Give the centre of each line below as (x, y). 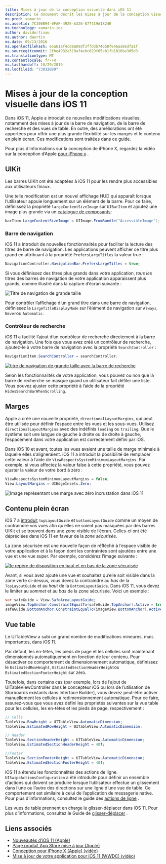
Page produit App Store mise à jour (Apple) (56, 846)
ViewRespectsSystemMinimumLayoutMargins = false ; (57, 479)
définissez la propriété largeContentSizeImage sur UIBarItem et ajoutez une (81, 206)
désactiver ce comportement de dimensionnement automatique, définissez (82, 662)
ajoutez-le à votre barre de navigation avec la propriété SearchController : (81, 347)
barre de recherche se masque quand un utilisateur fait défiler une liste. (78, 380)
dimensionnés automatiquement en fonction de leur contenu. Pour (72, 657)
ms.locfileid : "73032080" (32, 70)
